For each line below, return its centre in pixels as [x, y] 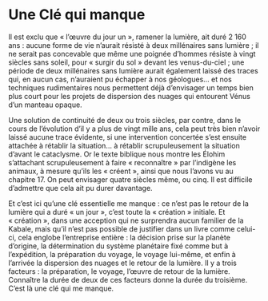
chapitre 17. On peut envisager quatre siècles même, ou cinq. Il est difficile [130, 179]
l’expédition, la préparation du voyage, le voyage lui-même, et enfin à [122, 254]
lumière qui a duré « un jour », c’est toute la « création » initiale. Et [117, 212]
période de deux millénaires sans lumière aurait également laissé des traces [133, 70]
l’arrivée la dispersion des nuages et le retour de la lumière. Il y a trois [123, 263]
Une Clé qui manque [77, 15]
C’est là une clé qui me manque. [61, 288]
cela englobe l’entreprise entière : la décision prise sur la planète [124, 237]
